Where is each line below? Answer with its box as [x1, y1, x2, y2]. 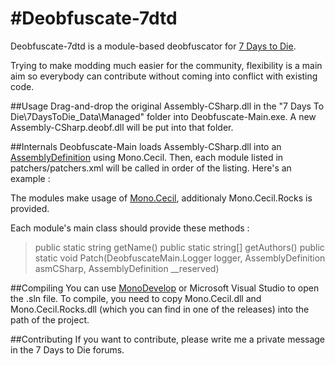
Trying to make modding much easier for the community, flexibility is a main [10, 59, 323, 71]
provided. [10, 202, 50, 214]
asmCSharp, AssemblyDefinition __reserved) [34, 262, 220, 274]
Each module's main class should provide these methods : [10, 222, 250, 234]
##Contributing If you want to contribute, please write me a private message [10, 333, 326, 345]
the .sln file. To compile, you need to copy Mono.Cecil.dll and [10, 292, 262, 304]
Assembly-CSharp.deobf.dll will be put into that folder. [10, 121, 234, 133]
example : [10, 172, 51, 184]
